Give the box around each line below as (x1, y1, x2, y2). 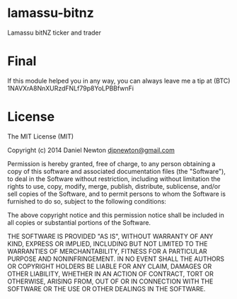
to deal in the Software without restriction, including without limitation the (7, 175, 221, 183)
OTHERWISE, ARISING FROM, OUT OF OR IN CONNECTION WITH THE (7, 277, 214, 286)
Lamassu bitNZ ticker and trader (7, 28, 101, 37)
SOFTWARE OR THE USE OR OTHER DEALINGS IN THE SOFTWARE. (7, 284, 206, 293)
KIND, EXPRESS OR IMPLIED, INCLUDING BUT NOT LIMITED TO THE (7, 239, 208, 248)
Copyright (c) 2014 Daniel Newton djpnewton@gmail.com (7, 146, 175, 154)
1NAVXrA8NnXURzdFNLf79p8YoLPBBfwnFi (7, 83, 134, 93)
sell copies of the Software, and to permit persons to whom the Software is (7, 189, 226, 198)
